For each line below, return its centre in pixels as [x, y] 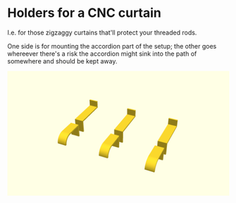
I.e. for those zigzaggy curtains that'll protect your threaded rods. [102, 32]
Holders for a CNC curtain [85, 13]
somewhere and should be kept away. [62, 61]
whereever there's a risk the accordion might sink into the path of [102, 54]
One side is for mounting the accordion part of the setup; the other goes [112, 46]
